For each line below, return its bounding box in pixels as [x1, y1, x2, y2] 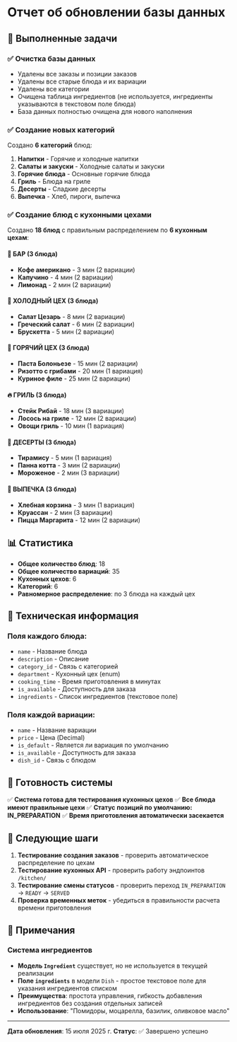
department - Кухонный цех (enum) [17, 670, 121, 678]
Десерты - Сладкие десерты [17, 185, 107, 193]
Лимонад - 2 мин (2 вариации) [17, 280, 111, 289]
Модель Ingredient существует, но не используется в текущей [17, 961, 208, 970]
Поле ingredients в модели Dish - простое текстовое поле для [17, 976, 207, 985]
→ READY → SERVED [17, 888, 71, 897]
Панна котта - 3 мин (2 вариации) [17, 461, 121, 470]
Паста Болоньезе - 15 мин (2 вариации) [17, 359, 139, 368]
